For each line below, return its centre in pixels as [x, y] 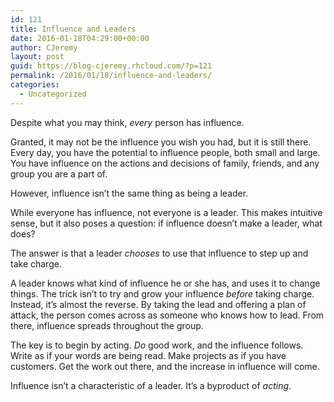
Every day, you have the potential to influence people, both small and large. [165, 152]
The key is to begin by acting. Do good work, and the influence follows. [157, 345]
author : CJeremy [44, 47]
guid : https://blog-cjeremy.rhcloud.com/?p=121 [111, 66]
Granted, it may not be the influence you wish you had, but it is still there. [161, 142]
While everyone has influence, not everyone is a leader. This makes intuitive [166, 212]
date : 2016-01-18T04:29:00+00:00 [80, 38]
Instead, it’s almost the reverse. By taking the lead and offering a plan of [158, 304]
